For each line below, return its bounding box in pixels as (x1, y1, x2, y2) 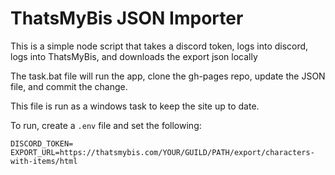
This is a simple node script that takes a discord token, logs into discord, (10, 40, 309, 52)
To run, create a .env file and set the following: (10, 119, 202, 131)
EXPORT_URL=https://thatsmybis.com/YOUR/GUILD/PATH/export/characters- (10, 147, 315, 157)
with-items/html (10, 156, 78, 166)
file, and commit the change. (10, 80, 128, 92)
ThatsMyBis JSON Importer (10, 7, 244, 30)
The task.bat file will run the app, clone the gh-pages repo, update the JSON (10, 70, 326, 82)
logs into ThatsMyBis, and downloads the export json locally (10, 50, 258, 62)
